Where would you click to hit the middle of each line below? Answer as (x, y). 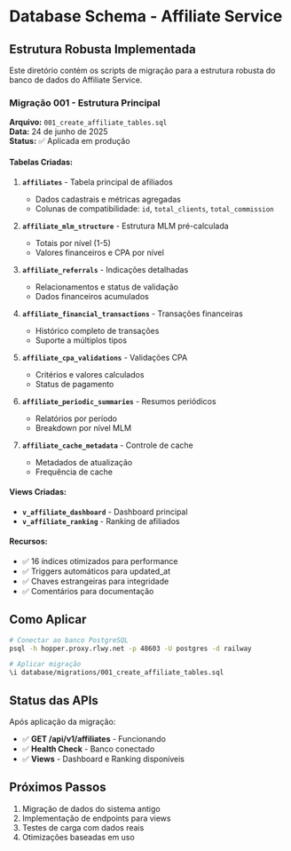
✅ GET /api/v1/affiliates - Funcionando (94, 739)
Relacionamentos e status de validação (107, 287)
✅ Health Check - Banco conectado (88, 749)
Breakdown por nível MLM (83, 427)
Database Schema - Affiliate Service (146, 16)
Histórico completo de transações (97, 330)
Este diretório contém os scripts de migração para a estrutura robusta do (142, 70)
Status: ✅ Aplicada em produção (70, 141)
